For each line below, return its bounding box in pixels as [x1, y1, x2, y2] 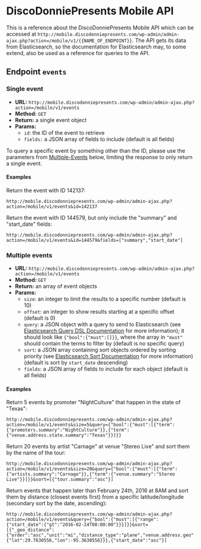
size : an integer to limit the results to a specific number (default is [23, 295, 187, 303]
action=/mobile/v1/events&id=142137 [6, 204, 98, 210]
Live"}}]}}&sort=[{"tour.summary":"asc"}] [6, 477, 114, 483]
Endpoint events [6, 67, 67, 77]
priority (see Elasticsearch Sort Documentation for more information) [23, 353, 193, 360]
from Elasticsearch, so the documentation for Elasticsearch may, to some [6, 43, 187, 50]
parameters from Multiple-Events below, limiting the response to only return [6, 153, 193, 160]
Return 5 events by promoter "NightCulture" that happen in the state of [6, 399, 181, 406]
